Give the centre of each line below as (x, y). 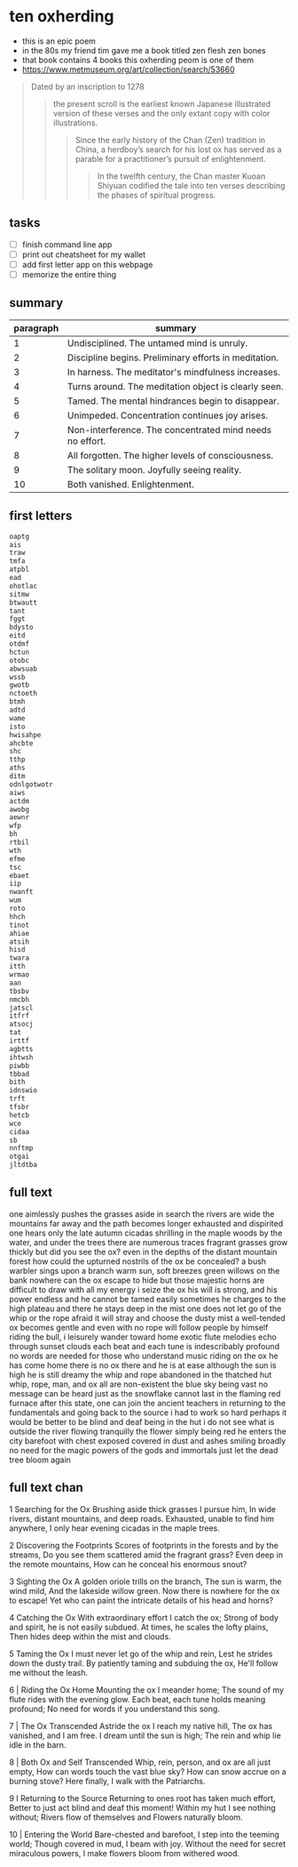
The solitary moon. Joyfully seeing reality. (154, 470)
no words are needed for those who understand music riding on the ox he (144, 1356)
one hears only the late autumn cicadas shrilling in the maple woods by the (146, 1233)
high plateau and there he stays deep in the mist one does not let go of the (145, 1308)
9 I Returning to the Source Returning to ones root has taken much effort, (143, 1798)
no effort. (86, 440)
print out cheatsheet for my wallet (84, 254)
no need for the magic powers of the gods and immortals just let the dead (144, 1450)
